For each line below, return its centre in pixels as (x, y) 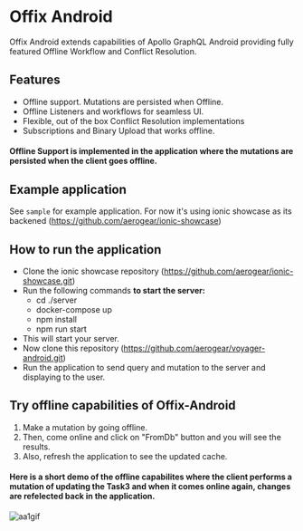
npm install (56, 319)
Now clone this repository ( (73, 348)
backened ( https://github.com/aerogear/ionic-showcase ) (115, 221)
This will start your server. (71, 338)
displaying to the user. (64, 377)
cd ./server (57, 300)
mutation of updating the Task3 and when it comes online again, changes (150, 487)
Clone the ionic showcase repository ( (93, 271)
